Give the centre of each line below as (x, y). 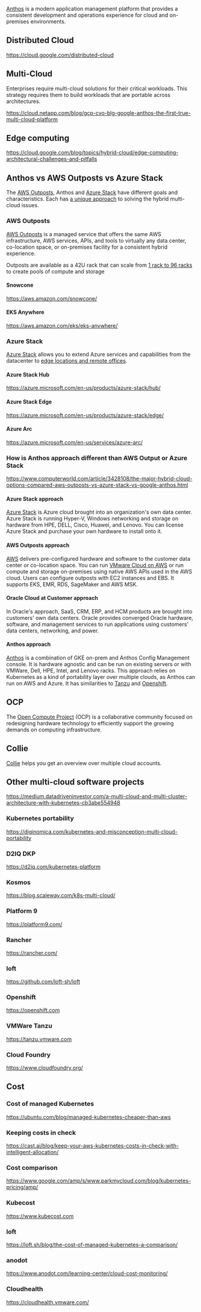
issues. (30, 205)
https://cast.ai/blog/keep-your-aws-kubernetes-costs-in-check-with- (93, 1146)
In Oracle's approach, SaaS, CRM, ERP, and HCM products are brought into (99, 611)
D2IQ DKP (21, 854)
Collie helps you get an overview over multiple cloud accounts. (84, 763)
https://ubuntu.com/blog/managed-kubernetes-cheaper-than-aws (89, 1117)
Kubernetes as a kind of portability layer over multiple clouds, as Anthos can (101, 676)
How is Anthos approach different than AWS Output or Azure (97, 458)
